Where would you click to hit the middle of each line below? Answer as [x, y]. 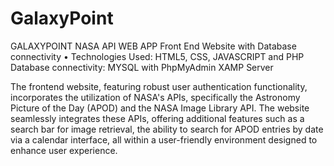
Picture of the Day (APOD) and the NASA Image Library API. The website [160, 108]
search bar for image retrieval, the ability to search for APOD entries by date [167, 129]
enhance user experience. [64, 150]
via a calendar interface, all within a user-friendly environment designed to [164, 139]
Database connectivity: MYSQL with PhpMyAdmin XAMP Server [142, 67]
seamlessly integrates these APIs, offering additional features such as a [157, 118]
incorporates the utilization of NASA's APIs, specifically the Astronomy [155, 97]
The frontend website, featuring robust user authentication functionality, [159, 86]
